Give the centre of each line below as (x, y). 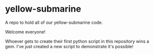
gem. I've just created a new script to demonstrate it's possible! (69, 46)
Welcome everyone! (25, 32)
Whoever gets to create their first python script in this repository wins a (77, 41)
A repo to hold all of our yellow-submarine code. (54, 22)
